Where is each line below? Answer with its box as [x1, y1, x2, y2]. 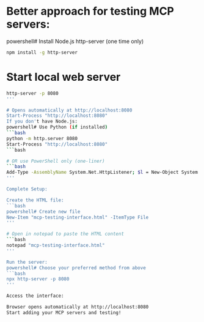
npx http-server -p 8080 [6, 276, 70, 282]
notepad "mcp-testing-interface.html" [6, 242, 105, 249]
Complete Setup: [6, 186, 48, 192]
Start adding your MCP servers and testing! [6, 309, 122, 316]
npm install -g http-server [6, 49, 78, 56]
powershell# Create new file [6, 208, 81, 215]
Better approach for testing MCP [6, 4, 174, 18]
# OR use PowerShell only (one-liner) [6, 158, 105, 164]
